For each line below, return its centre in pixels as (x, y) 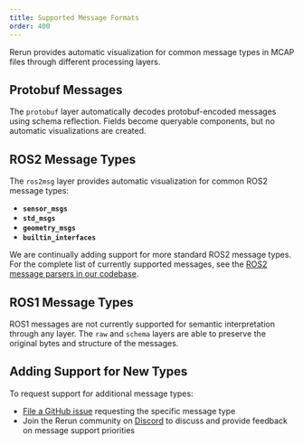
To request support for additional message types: (101, 393)
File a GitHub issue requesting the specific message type (129, 411)
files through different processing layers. (85, 62)
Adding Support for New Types (99, 372)
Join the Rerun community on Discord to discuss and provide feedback (155, 421)
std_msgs (39, 219)
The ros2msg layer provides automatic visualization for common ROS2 (139, 181)
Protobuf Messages (66, 90)
